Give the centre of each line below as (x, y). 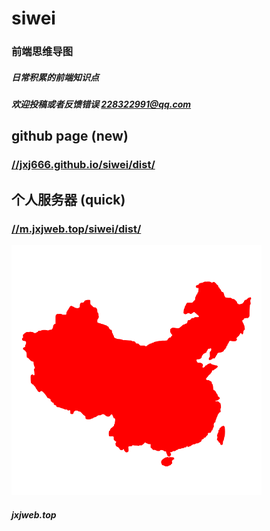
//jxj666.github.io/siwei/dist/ (83, 165)
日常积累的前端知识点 (55, 77)
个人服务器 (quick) (68, 199)
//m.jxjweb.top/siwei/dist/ (76, 229)
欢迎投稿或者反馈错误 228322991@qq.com (101, 104)
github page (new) (70, 136)
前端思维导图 (42, 52)
